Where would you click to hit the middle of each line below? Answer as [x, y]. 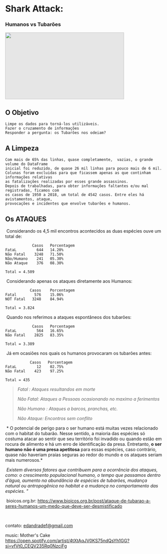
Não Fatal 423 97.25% [34, 371]
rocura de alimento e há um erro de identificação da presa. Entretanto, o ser [83, 444]
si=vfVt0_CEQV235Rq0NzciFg [36, 546]
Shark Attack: [34, 9]
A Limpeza [22, 148]
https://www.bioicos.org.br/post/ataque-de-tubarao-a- [94, 501]
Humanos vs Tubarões [33, 25]
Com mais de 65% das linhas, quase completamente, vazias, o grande [79, 160]
